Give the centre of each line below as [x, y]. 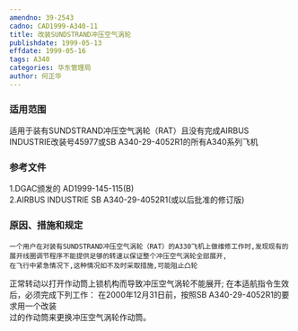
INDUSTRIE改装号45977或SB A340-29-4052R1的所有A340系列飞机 [134, 142]
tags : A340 [30, 59]
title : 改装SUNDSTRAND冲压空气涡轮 [70, 34]
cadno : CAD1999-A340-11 [54, 26]
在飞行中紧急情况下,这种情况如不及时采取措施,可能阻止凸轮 [104, 265]
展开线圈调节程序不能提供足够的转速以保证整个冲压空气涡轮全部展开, [118, 256]
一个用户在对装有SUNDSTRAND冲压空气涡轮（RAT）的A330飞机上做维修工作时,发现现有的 [149, 246]
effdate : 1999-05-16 [48, 51]
